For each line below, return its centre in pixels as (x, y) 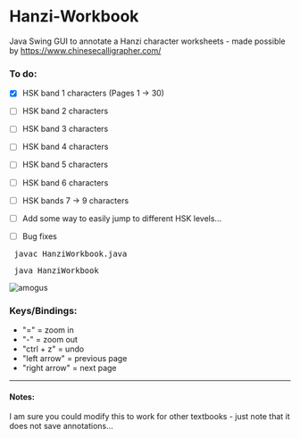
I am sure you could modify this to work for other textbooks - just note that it (150, 417)
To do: (23, 73)
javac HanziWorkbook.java (71, 253)
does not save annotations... (61, 426)
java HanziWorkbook (57, 270)
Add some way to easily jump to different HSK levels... (121, 218)
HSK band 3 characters (65, 129)
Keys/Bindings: (43, 310)
